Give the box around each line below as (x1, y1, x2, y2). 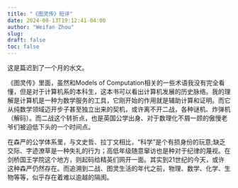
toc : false (7, 43, 40, 50)
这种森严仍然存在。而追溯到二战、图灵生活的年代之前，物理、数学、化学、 (7, 164, 225, 172)
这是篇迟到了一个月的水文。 (7, 64, 89, 71)
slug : (7, 30, 23, 37)
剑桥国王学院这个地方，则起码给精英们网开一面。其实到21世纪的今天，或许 (7, 155, 225, 163)
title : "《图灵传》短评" (7, 10, 73, 18)
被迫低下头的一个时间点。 (19, 123, 94, 131)
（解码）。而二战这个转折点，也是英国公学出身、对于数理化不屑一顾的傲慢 (7, 114, 222, 122)
